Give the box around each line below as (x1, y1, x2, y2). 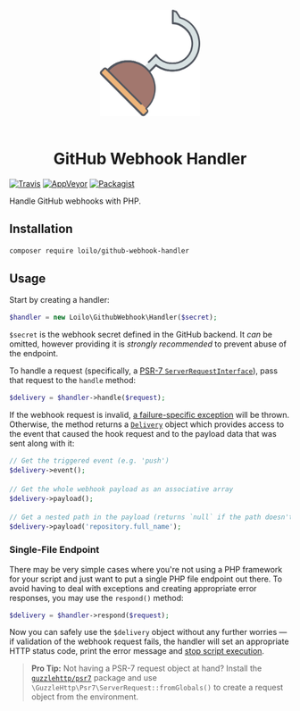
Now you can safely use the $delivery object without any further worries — (9, 627, 287, 638)
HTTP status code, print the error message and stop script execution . (9, 646, 265, 657)
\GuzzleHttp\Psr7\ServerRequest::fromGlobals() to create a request (30, 682, 284, 693)
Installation (9, 222, 73, 237)
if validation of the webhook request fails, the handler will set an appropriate (9, 636, 289, 647)
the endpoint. (9, 348, 59, 359)
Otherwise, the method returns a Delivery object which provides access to (9, 419, 284, 430)
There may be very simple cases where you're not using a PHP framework (9, 564, 283, 574)
